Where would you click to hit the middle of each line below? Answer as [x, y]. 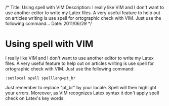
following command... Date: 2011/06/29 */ [49, 23]
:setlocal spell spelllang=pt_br [40, 78]
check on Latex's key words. [35, 98]
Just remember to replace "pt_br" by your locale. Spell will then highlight [81, 87]
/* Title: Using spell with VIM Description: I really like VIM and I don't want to [85, 7]
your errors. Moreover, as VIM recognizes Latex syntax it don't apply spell [82, 93]
